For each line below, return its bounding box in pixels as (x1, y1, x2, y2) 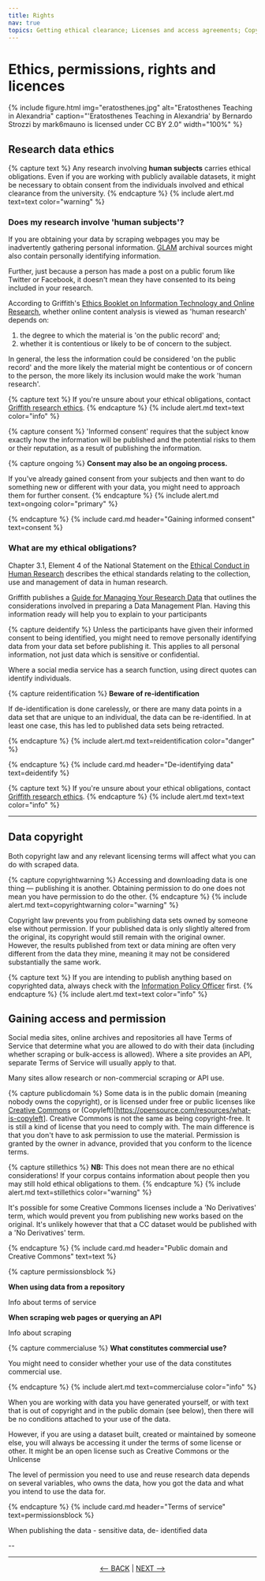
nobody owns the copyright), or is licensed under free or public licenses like (8, 1097, 256, 1106)
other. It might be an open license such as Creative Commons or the (8, 1446, 230, 1456)
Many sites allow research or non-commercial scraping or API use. (8, 1073, 225, 1083)
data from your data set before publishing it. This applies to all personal (8, 641, 241, 651)
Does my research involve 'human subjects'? (8, 217, 185, 228)
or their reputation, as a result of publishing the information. (8, 443, 202, 453)
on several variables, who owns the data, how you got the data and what (8, 1478, 244, 1488)
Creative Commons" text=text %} (8, 1251, 117, 1262)
